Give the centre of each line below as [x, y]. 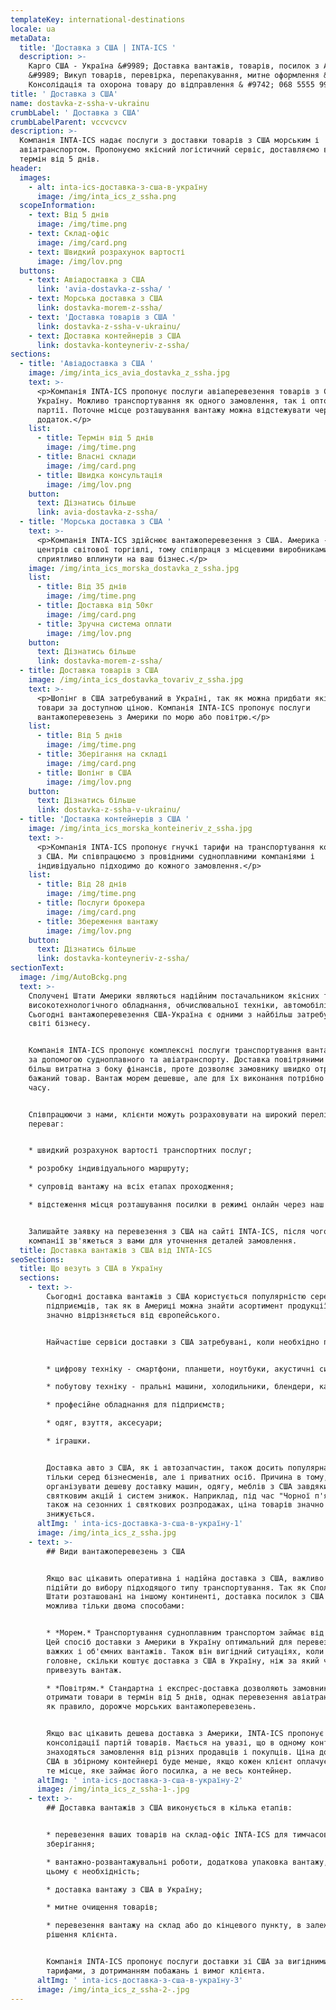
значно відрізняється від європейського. [134, 1315]
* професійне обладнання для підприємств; [136, 1405]
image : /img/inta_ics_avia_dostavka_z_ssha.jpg [129, 373]
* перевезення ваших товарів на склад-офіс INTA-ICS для [167, 1835]
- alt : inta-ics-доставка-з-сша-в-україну [118, 187]
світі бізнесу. [60, 1024]
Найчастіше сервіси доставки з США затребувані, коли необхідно [183, 1342]
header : [26, 168]
